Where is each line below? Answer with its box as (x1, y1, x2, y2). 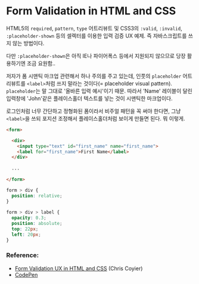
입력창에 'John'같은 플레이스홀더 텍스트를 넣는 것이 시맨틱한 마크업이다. (6, 94, 173, 102)
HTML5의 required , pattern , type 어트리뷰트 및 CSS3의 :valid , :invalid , (6, 24, 183, 32)
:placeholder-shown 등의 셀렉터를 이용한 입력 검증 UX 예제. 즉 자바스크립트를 (6, 32, 187, 39)
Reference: (6, 251, 39, 260)
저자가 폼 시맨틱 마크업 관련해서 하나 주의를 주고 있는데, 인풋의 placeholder (6, 72, 182, 79)
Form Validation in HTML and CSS (6, 4, 176, 18)
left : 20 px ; (11, 231, 42, 237)
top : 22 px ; (11, 226, 39, 232)
